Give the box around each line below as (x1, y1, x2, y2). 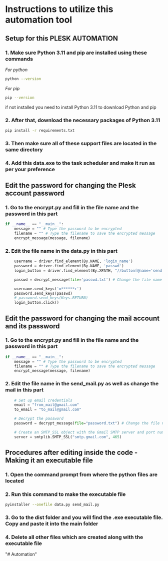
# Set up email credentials (14, 398, 72, 403)
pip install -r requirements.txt (5, 128, 75, 133)
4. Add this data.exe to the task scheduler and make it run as (5, 159, 155, 166)
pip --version (5, 95, 35, 100)
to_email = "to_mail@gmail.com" (14, 407, 81, 412)
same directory (5, 146, 43, 153)
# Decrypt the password (14, 416, 64, 421)
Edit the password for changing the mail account (5, 314, 160, 322)
